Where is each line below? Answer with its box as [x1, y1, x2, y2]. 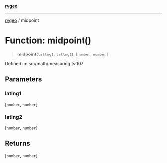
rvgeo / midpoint [5, 17, 39, 23]
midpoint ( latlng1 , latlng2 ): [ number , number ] [17, 51, 108, 57]
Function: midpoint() [5, 35, 92, 46]
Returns [5, 139, 31, 148]
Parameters [5, 75, 42, 84]
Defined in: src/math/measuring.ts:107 [5, 60, 83, 66]
